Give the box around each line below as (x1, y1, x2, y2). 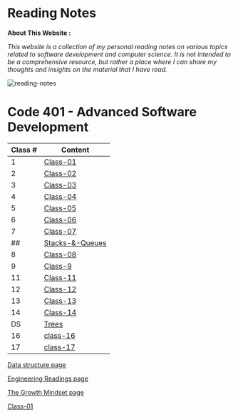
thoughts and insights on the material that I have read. (7, 65, 167, 73)
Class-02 (43, 168, 77, 178)
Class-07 (43, 226, 77, 236)
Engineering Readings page (7, 374, 89, 383)
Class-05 (43, 203, 77, 213)
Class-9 (43, 261, 73, 271)
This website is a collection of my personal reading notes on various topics (7, 42, 228, 51)
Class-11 (43, 272, 77, 282)
